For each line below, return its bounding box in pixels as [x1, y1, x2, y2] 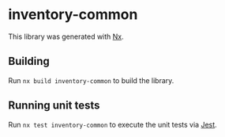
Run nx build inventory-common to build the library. [8, 75, 174, 85]
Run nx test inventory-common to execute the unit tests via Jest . [8, 120, 217, 129]
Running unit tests [8, 99, 100, 112]
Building [8, 55, 50, 68]
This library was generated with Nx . [8, 32, 124, 41]
